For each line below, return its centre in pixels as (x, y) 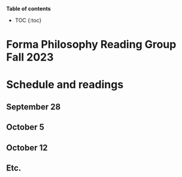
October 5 (25, 127)
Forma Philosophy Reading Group (91, 45)
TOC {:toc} (28, 20)
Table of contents (28, 9)
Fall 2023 (30, 57)
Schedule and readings (65, 85)
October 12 (27, 147)
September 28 (34, 106)
